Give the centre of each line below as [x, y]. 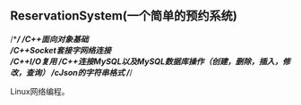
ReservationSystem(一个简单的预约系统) [124, 16]
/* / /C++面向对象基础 [49, 39]
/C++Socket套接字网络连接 [60, 50]
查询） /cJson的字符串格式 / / [79, 72]
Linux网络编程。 [40, 91]
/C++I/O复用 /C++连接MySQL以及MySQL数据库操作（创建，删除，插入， [146, 61]
